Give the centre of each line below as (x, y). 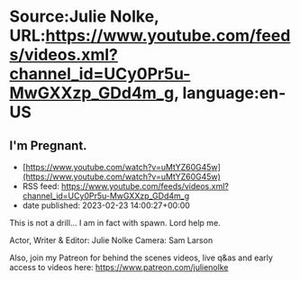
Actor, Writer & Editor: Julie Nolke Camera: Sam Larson (111, 240)
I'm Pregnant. (48, 145)
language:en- (234, 93)
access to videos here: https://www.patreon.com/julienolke (119, 267)
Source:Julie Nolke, (84, 17)
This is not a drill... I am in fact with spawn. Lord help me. (115, 223)
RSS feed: (41, 186)
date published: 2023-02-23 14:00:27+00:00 (106, 205)
